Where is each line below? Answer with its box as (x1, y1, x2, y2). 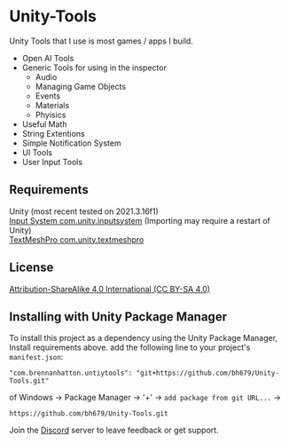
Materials (35, 99, 70, 110)
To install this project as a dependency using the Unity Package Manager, (9, 333, 277, 344)
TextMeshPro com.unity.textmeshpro (9, 234, 144, 245)
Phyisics (35, 109, 66, 120)
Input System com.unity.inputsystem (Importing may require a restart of (9, 215, 270, 226)
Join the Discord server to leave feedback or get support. (9, 424, 219, 436)
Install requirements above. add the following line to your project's (9, 342, 251, 353)
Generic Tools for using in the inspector (21, 62, 167, 73)
